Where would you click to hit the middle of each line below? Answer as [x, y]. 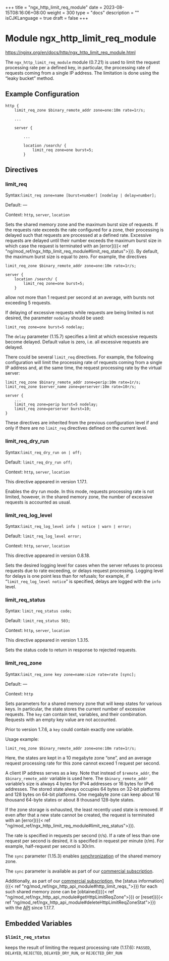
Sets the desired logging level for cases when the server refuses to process [84, 566]
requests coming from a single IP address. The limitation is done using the [82, 73]
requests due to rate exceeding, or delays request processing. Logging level [84, 571]
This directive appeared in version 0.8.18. [48, 555]
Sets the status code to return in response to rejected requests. [71, 650]
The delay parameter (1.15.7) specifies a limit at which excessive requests [81, 337]
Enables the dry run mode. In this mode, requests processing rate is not [79, 491]
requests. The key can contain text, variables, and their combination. [76, 714]
